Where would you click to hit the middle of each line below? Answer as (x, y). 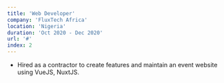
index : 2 (20, 45)
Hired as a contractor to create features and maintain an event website (117, 65)
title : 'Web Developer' (41, 13)
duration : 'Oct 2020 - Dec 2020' (55, 33)
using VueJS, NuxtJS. (48, 72)
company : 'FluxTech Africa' (48, 20)
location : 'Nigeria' (37, 26)
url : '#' (20, 39)
